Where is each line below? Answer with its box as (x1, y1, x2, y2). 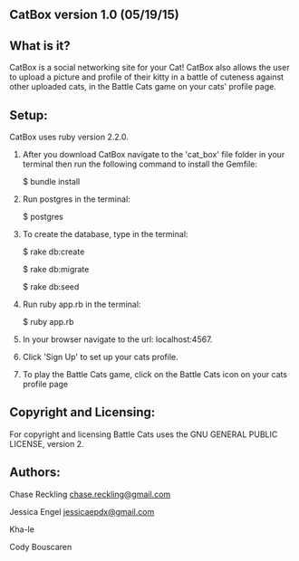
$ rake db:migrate (22, 264, 90, 275)
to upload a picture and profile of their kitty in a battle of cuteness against (9, 71, 284, 82)
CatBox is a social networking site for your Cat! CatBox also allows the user (9, 62, 290, 73)
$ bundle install (22, 176, 81, 187)
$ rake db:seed (22, 281, 80, 292)
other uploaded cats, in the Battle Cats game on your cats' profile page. (9, 81, 276, 92)
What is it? (9, 38, 71, 53)
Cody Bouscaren (9, 541, 72, 552)
